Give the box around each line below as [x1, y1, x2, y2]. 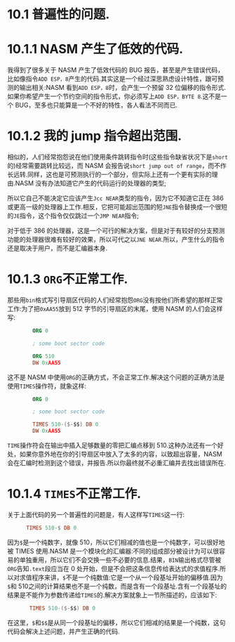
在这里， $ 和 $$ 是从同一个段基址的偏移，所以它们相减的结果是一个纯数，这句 [7, 618, 226, 627]
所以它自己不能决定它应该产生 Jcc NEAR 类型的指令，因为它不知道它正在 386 [7, 194, 224, 202]
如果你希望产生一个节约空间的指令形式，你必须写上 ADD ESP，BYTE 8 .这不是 [7, 92, 222, 100]
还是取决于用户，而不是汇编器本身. [7, 244, 108, 253]
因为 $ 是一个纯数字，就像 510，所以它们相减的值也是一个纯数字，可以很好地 [7, 538, 225, 546]
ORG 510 [32, 353, 55, 360]
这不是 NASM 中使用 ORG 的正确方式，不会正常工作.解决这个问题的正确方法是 [7, 373, 225, 381]
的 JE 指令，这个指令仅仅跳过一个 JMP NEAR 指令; [7, 211, 139, 220]
